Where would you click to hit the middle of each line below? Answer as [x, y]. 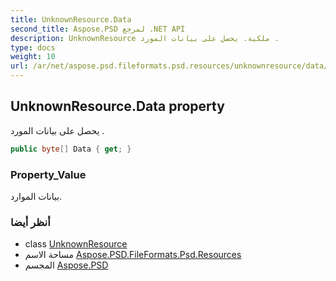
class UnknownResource [76, 244]
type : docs [33, 47]
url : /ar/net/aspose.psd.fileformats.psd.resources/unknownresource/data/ [169, 66]
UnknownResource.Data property [117, 106]
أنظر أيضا [30, 222]
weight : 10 [33, 57]
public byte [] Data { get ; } [71, 149]
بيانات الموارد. [36, 196]
